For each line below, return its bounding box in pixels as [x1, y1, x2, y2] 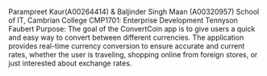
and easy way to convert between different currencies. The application [8, 32, 244, 42]
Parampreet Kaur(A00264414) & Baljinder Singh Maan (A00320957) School [8, 7, 260, 16]
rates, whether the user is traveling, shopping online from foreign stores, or [8, 50, 258, 59]
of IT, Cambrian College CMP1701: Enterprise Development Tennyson [8, 15, 238, 25]
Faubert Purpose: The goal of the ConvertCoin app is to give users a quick [8, 24, 256, 33]
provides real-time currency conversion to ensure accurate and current [8, 41, 245, 51]
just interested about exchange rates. [8, 58, 132, 68]
